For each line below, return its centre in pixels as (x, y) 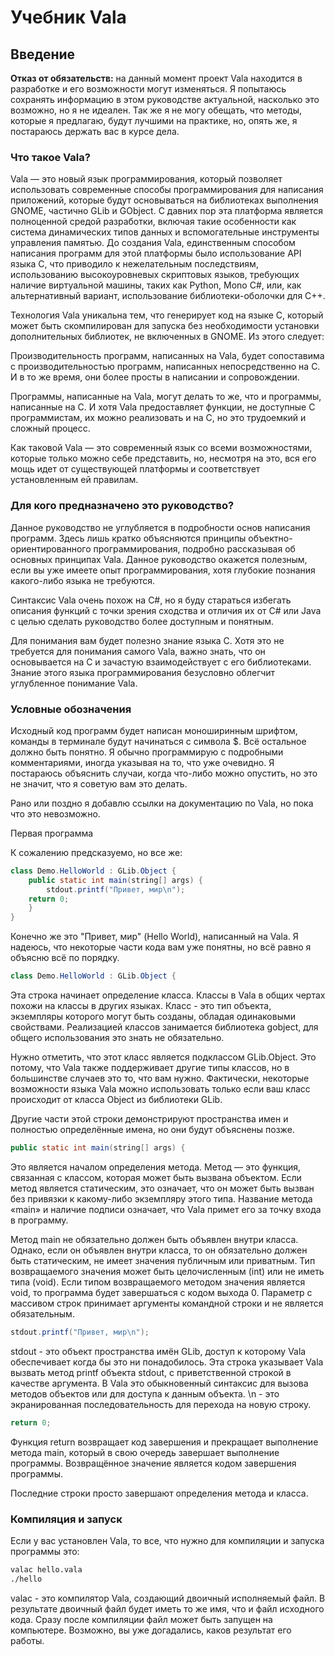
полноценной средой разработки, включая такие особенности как (153, 222)
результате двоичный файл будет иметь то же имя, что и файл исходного (167, 1608)
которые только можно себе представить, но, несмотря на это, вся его (163, 458)
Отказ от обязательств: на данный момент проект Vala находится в (156, 78)
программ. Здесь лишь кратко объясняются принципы (128, 538)
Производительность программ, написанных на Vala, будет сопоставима (167, 356)
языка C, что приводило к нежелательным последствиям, (134, 264)
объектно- (270, 538)
